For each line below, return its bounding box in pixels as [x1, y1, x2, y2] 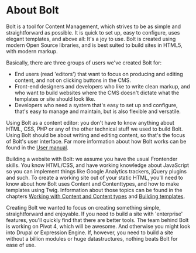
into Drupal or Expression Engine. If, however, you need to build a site [6, 229, 174, 236]
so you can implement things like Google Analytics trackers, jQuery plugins [6, 167, 187, 175]
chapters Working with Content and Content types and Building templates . [6, 193, 185, 200]
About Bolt [6, 4, 59, 17]
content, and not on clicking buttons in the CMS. [14, 77, 132, 84]
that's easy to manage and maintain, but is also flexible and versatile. [14, 108, 181, 115]
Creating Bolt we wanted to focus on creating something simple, [6, 204, 161, 211]
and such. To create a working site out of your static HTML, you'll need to [6, 174, 183, 181]
